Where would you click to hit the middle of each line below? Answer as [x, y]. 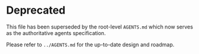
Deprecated [36, 10]
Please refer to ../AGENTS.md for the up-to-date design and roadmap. [90, 45]
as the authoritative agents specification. [56, 33]
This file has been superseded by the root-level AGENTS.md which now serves [99, 27]
